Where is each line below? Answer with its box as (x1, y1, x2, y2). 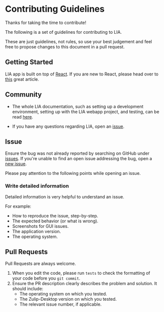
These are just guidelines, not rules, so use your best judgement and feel (5, 38, 152, 45)
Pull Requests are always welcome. (5, 261, 76, 266)
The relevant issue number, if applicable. (19, 301, 102, 307)
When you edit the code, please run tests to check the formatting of (12, 270, 150, 276)
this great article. (5, 76, 39, 82)
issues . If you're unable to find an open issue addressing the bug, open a (5, 156, 152, 162)
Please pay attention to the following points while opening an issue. (5, 170, 141, 176)
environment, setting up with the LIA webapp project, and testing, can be (12, 109, 160, 115)
